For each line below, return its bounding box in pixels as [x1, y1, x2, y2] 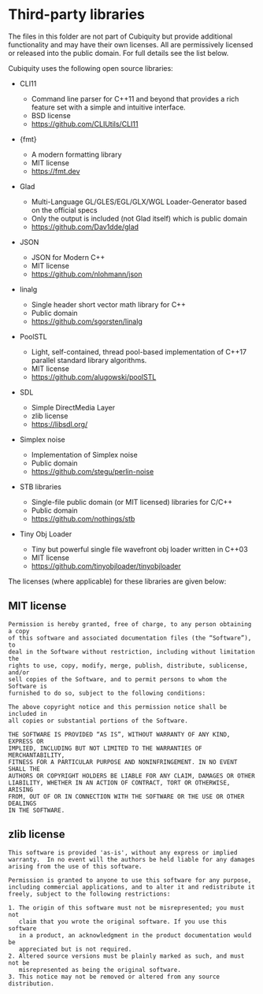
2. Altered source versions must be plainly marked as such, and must [8, 951, 245, 960]
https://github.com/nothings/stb [31, 514, 135, 523]
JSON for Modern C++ [31, 252, 106, 261]
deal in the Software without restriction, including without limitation [8, 647, 256, 655]
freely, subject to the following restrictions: [8, 890, 171, 898]
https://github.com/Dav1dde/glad [31, 222, 139, 232]
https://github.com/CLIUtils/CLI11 [31, 119, 139, 128]
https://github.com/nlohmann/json [31, 269, 143, 279]
